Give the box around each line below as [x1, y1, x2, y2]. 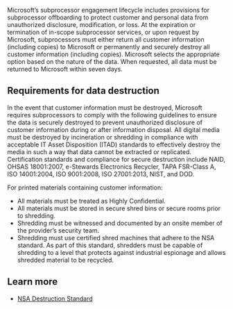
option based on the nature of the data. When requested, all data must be [7, 58, 217, 65]
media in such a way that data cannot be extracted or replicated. [7, 147, 192, 156]
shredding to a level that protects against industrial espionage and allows [17, 248, 226, 256]
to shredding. [17, 211, 55, 219]
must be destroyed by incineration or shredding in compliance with [7, 133, 198, 141]
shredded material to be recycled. [17, 256, 114, 264]
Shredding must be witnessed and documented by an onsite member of [17, 219, 223, 227]
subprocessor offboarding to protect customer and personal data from [7, 13, 209, 22]
